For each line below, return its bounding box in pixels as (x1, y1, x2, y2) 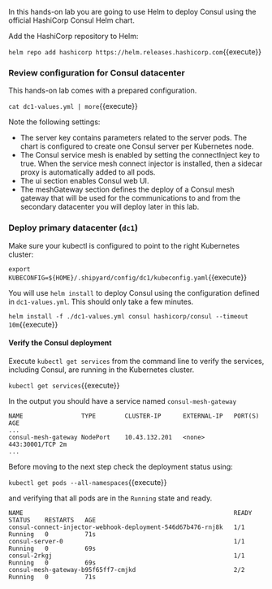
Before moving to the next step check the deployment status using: (8, 461, 233, 471)
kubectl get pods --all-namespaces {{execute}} (8, 477, 168, 487)
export (8, 265, 31, 273)
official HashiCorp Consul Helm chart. (8, 15, 136, 25)
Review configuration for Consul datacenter (8, 67, 185, 78)
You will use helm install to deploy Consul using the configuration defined (8, 288, 260, 297)
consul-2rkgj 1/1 (8, 552, 245, 560)
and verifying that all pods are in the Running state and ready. (8, 493, 213, 503)
